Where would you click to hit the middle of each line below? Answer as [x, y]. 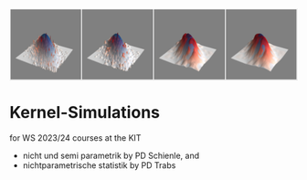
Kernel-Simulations [85, 113]
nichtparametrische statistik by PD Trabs [99, 165]
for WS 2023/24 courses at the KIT [75, 138]
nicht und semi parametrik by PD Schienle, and [111, 155]
